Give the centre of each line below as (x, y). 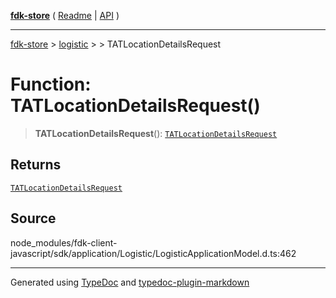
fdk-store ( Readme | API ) (65, 15)
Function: (51, 84)
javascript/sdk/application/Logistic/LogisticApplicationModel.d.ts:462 (153, 253)
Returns (36, 165)
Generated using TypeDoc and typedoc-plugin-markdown (130, 282)
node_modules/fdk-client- (64, 242)
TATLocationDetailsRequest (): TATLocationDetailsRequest (156, 133)
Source (33, 218)
